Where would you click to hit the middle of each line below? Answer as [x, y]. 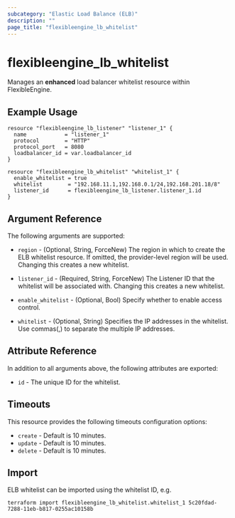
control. [29, 307]
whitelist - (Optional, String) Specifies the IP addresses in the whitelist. [123, 321]
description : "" [31, 21]
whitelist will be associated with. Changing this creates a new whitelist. [121, 286]
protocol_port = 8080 [49, 147]
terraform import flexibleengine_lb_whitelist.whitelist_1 [97, 503]
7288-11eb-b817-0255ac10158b [50, 509]
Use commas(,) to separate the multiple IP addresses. [96, 329]
